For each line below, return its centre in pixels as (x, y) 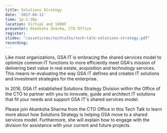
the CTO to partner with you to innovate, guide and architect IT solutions (80, 94)
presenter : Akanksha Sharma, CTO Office (48, 29)
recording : (17, 43)
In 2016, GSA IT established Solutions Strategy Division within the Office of (83, 88)
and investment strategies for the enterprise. (52, 78)
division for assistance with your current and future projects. (68, 125)
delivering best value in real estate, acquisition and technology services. (80, 68)
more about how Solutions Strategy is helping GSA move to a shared (76, 114)
